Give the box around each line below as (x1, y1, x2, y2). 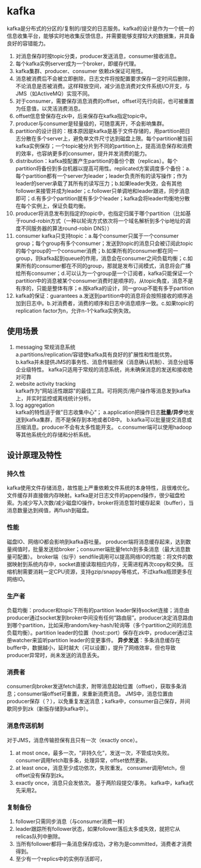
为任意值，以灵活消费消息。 (15, 105, 84, 112)
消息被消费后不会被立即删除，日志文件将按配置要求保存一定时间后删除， (15, 75, 193, 82)
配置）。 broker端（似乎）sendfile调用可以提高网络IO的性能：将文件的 (17, 553, 188, 560)
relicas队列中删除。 (15, 833, 64, 840)
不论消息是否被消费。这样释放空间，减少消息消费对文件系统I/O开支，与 (15, 82, 190, 89)
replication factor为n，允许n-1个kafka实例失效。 (15, 307, 134, 314)
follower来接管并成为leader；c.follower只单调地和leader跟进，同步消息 (15, 187, 190, 194)
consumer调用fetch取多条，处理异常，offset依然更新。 (15, 757, 151, 764)
